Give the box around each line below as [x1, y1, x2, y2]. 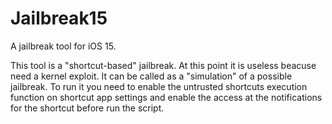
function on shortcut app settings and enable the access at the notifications [10, 91, 323, 103]
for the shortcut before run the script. [10, 102, 165, 114]
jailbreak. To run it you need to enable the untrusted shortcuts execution [10, 80, 308, 92]
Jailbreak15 [10, 7, 108, 30]
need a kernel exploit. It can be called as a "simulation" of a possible [10, 70, 293, 82]
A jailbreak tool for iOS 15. [10, 40, 117, 52]
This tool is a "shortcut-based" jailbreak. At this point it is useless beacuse [10, 59, 317, 71]
